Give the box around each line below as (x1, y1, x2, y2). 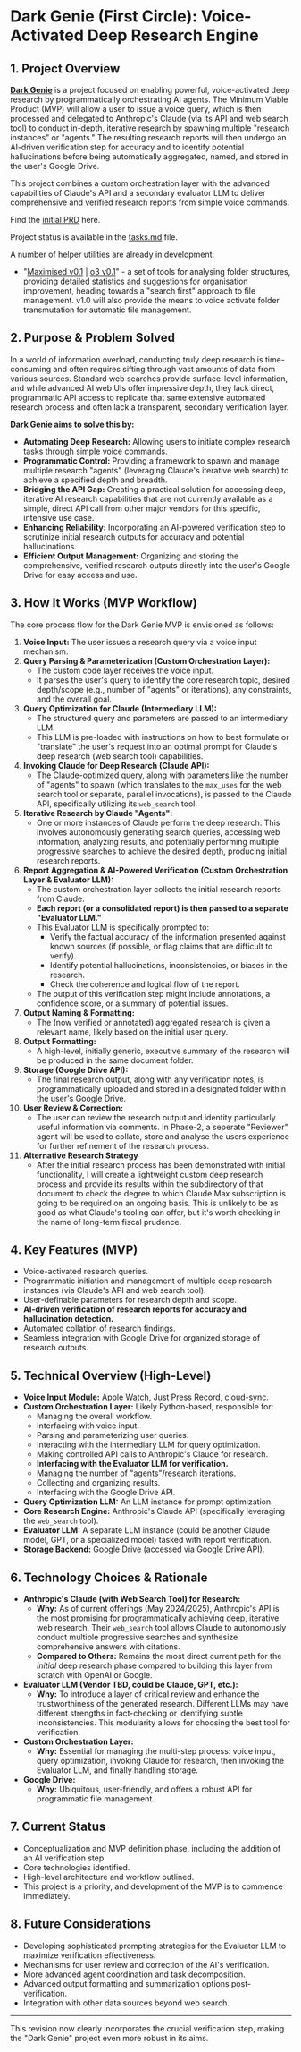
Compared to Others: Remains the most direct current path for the (36, 1651, 282, 1662)
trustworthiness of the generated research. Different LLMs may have (36, 1699, 289, 1709)
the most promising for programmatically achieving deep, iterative (36, 1613, 280, 1623)
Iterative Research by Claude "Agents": (22, 807, 173, 818)
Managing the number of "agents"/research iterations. (36, 1468, 237, 1478)
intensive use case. (22, 512, 95, 523)
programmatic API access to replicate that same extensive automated (10, 392, 266, 403)
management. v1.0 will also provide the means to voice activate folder (22, 295, 280, 305)
